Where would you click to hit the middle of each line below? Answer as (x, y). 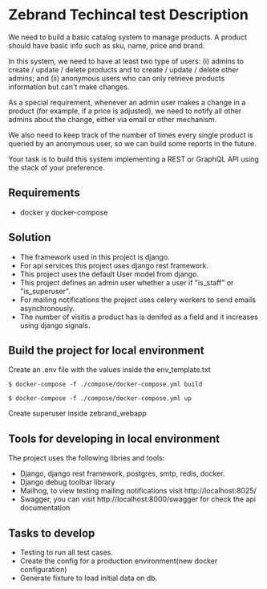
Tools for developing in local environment (114, 438)
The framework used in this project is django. (95, 257)
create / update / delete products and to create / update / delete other (123, 69)
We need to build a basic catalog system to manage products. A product (127, 37)
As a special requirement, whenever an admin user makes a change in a (127, 102)
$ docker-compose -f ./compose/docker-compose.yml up (100, 399)
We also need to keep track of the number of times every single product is (131, 135)
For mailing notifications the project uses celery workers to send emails (138, 300)
